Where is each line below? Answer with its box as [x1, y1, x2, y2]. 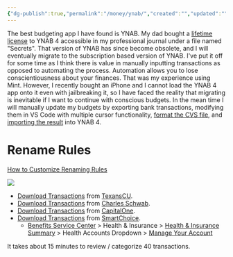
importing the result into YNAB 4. [7, 117, 102, 126]
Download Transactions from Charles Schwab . [17, 199, 150, 207]
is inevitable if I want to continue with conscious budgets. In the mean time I [7, 95, 224, 104]
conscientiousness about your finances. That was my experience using [7, 74, 211, 82]
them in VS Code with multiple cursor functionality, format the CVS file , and [7, 110, 223, 119]
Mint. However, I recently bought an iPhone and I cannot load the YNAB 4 [7, 81, 217, 89]
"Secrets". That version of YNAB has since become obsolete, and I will [7, 44, 209, 52]
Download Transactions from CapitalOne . [17, 206, 135, 215]
